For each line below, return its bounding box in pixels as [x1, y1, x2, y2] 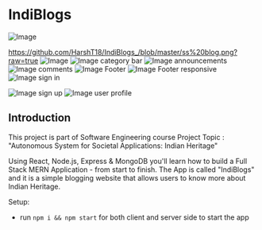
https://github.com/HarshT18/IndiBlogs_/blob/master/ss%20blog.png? [8, 47, 238, 57]
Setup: [8, 197, 30, 206]
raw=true [8, 56, 39, 65]
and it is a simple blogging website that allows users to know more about [8, 173, 246, 182]
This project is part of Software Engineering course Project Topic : [8, 132, 225, 142]
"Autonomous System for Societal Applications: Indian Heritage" [8, 141, 218, 150]
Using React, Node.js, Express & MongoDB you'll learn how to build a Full [8, 156, 248, 166]
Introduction [8, 111, 71, 125]
